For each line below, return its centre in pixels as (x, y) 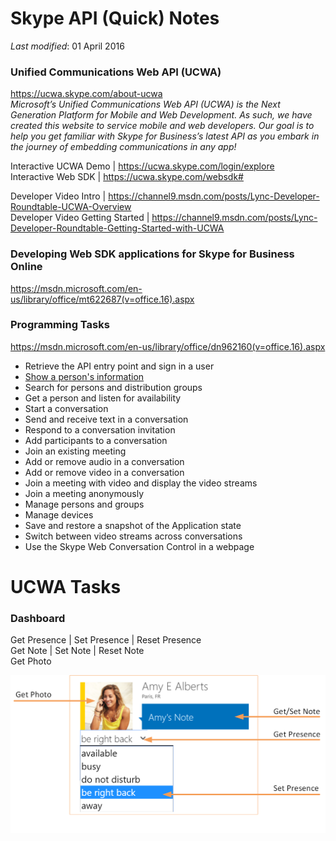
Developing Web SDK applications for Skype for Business (152, 254)
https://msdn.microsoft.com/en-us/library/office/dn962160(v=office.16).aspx (168, 346)
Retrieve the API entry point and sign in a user (119, 366)
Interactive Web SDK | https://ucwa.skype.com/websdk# (127, 177)
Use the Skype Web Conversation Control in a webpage (139, 546)
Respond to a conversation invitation (100, 429)
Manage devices (59, 514)
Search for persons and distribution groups (113, 387)
